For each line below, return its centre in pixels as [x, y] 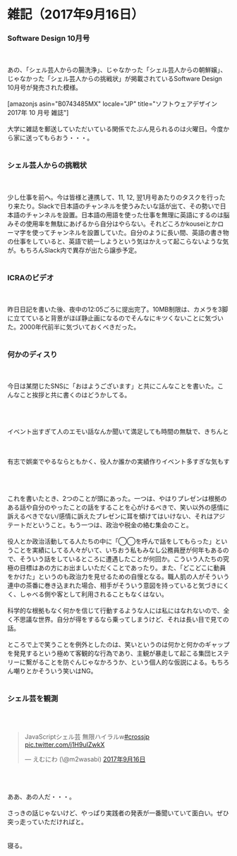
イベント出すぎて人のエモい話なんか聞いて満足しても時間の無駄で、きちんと [118, 432]
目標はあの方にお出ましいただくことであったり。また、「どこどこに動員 [123, 568]
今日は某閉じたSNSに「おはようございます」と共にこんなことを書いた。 [113, 386]
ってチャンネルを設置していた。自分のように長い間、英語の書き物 [133, 232]
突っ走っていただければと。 [48, 821]
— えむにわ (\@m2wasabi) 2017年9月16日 [85, 759]
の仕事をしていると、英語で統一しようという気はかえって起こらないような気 [118, 241]
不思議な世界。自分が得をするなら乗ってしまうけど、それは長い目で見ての [121, 620]
